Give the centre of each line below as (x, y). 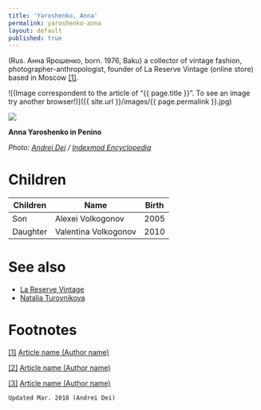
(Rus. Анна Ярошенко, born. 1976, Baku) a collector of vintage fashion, (125, 61)
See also (37, 267)
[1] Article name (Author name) (59, 352)
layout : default (35, 30)
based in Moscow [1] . (43, 78)
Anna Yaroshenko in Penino (55, 132)
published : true (35, 38)
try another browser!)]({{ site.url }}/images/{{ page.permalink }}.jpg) (120, 102)
